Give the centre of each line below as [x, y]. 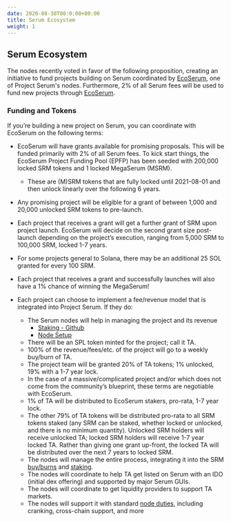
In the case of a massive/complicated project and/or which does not [124, 379]
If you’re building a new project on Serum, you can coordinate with [102, 126]
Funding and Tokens [42, 111]
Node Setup [55, 335]
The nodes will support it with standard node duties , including [115, 503]
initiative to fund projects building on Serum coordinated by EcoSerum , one [114, 78]
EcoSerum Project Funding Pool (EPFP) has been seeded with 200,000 [118, 161]
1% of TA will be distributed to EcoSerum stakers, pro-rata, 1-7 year [123, 401]
